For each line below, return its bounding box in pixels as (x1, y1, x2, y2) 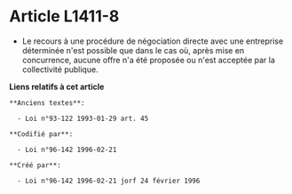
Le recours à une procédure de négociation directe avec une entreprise (21, 36, 284, 46)
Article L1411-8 (9, 6, 120, 27)
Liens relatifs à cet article (9, 81, 105, 92)
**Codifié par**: (9, 129, 74, 139)
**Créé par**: (9, 160, 62, 170)
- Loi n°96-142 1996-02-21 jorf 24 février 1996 (17, 176, 201, 185)
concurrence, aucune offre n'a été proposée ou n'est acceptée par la (21, 54, 275, 65)
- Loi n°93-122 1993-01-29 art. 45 (17, 114, 149, 123)
